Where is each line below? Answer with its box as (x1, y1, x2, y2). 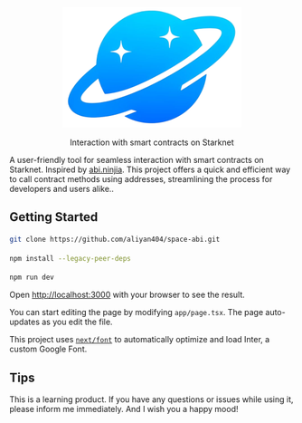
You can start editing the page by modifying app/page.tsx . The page (9, 307, 264, 318)
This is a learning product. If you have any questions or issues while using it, (9, 394, 294, 405)
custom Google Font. (9, 343, 88, 355)
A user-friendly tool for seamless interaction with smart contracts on (9, 155, 264, 165)
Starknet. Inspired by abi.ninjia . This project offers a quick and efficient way (9, 164, 291, 175)
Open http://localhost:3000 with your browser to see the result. (9, 289, 246, 301)
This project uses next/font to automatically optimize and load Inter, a (9, 334, 270, 345)
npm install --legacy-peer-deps (9, 254, 131, 263)
